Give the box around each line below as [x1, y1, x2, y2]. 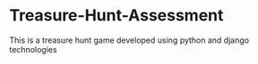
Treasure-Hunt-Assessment [9, 5, 224, 26]
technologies [9, 44, 57, 54]
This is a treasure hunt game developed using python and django [9, 35, 249, 45]
